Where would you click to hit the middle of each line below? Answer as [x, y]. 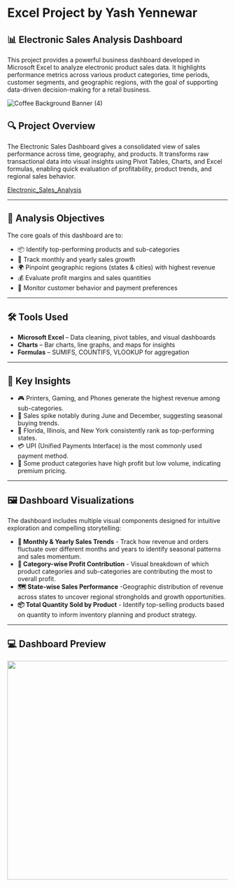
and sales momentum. [49, 557]
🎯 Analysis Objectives [56, 218]
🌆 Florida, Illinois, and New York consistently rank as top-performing [116, 431]
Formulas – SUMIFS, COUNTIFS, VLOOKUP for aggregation [104, 352]
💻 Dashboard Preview [57, 644]
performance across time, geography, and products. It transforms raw [108, 154]
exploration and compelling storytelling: [64, 528]
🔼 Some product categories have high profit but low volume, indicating [119, 463]
